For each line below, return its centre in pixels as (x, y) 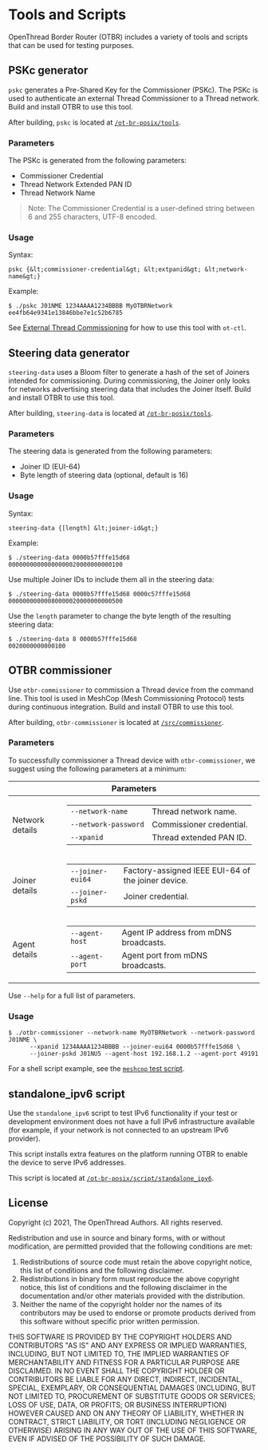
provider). (25, 1138)
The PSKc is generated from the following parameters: (98, 161)
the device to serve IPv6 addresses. (67, 1162)
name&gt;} (25, 277)
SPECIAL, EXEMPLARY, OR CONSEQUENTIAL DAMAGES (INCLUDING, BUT (132, 1388)
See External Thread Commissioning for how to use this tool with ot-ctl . (128, 328)
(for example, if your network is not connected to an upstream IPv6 (118, 1129)
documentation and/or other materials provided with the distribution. (132, 1296)
